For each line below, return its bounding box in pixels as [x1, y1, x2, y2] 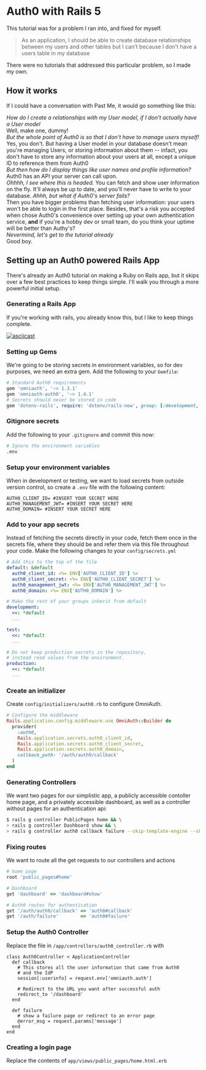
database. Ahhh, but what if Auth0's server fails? [6, 192, 131, 199]
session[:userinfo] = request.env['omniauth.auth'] [17, 975, 152, 981]
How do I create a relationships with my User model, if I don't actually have [6, 113, 197, 121]
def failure [12, 1007, 43, 1014]
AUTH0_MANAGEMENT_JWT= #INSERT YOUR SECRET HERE [6, 501, 133, 507]
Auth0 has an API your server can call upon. [6, 172, 118, 180]
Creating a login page [6, 1043, 72, 1052]
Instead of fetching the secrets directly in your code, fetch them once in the [6, 534, 197, 542]
